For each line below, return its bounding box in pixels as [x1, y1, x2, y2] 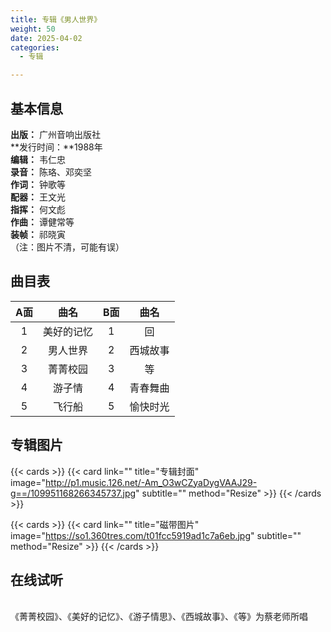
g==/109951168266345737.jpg [10, 487, 137, 499]
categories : [10, 42, 60, 53]
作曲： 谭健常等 [10, 216, 75, 228]
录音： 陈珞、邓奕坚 [10, 166, 92, 178]
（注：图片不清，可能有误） [10, 241, 125, 253]
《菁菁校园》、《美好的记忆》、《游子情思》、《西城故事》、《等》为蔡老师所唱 [10, 611, 308, 623]
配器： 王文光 [10, 191, 66, 203]
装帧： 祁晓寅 [10, 228, 66, 240]
